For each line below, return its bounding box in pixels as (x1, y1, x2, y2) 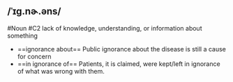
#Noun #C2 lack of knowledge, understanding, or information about (7, 24, 202, 32)
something (7, 31, 38, 40)
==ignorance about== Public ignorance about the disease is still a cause (17, 44, 227, 53)
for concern (17, 52, 52, 60)
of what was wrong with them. (17, 67, 105, 75)
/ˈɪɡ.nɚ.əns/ (7, 6, 61, 17)
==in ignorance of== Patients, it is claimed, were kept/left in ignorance (17, 59, 221, 68)
